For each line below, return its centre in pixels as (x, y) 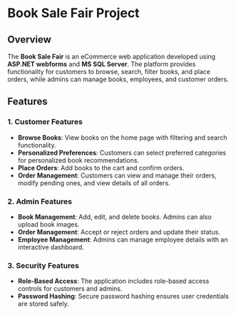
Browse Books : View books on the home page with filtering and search (122, 138)
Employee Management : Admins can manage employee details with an (123, 239)
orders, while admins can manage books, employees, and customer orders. (118, 79)
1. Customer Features (45, 122)
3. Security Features (43, 265)
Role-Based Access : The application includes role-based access (113, 281)
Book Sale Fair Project (74, 13)
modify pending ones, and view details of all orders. (94, 182)
